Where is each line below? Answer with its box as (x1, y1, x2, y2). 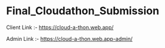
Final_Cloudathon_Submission (6, 4, 160, 18)
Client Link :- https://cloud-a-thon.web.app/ (6, 24, 114, 31)
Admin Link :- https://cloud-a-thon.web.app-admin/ (6, 35, 133, 42)
